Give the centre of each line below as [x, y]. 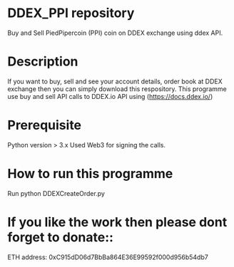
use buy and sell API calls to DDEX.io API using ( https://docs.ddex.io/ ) [110, 96]
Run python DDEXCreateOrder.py [56, 193]
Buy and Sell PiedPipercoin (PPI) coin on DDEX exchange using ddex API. [115, 33]
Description [43, 62]
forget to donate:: [61, 237]
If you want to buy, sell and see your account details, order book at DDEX [115, 81]
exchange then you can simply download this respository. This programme [117, 89]
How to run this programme [90, 174]
